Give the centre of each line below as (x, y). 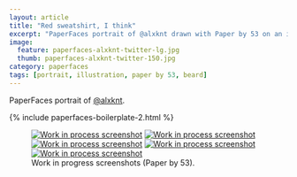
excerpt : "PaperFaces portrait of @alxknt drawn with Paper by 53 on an (146, 34)
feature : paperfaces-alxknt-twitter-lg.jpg (98, 50)
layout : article (39, 17)
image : (21, 42)
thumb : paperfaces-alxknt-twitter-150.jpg (96, 58)
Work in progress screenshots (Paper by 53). (113, 162)
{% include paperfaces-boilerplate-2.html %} (91, 117)
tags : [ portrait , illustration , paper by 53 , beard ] (108, 75)
